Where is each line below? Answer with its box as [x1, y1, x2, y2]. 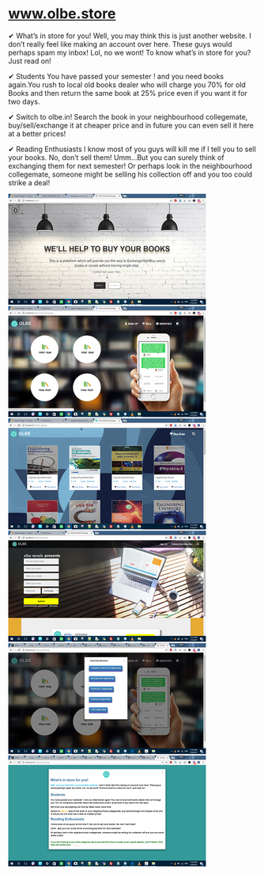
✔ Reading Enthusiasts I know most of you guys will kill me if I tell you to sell [8, 144, 257, 154]
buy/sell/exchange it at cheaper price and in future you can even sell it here [8, 120, 255, 130]
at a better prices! [8, 128, 66, 139]
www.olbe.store [8, 5, 116, 23]
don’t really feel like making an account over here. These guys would [8, 39, 232, 48]
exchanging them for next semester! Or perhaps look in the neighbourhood [8, 161, 253, 170]
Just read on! [8, 56, 51, 66]
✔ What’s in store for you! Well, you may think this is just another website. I [8, 31, 251, 40]
